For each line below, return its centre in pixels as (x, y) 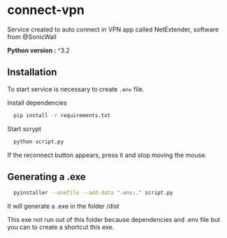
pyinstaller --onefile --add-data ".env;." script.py (93, 193)
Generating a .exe (46, 177)
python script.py (39, 142)
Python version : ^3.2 (38, 50)
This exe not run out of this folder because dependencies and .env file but (114, 220)
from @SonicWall (32, 36)
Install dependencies (37, 103)
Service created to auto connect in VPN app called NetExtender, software (113, 29)
